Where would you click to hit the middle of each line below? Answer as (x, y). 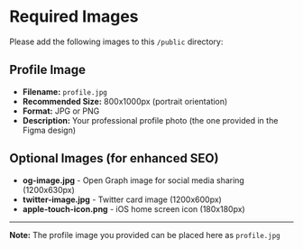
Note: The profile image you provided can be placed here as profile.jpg (145, 235)
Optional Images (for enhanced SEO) (114, 158)
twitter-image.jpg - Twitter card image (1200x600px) (122, 199)
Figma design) (49, 130)
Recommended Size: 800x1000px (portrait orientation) (125, 101)
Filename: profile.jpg (65, 91)
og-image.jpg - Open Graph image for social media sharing (133, 180)
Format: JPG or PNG (61, 111)
